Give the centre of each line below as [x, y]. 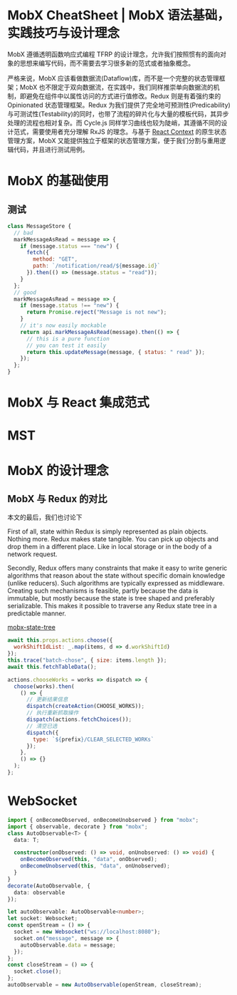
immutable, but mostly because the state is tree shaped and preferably [111, 598]
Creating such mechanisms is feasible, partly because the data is [103, 591]
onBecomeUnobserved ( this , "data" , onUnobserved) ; [95, 866]
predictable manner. [37, 613]
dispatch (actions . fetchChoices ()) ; [79, 720]
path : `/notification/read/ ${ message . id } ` [97, 266]
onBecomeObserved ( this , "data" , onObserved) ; [89, 860]
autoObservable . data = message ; [68, 945]
